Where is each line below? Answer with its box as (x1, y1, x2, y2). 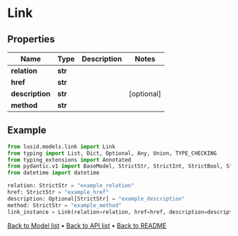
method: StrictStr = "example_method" (7, 201, 122, 209)
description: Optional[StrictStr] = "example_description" (7, 195, 186, 202)
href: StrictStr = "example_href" (7, 189, 110, 196)
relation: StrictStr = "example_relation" (7, 182, 135, 189)
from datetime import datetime (7, 170, 100, 177)
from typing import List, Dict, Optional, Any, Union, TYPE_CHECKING (7, 150, 217, 157)
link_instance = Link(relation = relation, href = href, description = (7, 208, 208, 216)
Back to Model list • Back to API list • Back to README (7, 221, 166, 230)
